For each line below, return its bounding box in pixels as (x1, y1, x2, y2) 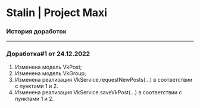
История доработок (6, 27, 67, 36)
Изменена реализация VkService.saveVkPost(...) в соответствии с (14, 88, 183, 95)
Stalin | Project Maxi (6, 6, 108, 20)
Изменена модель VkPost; (14, 63, 82, 70)
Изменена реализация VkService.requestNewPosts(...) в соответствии (14, 76, 193, 83)
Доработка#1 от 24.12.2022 (6, 50, 90, 58)
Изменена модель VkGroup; (14, 69, 86, 77)
